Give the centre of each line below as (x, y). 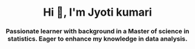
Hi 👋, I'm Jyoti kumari (97, 12)
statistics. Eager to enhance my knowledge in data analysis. (97, 39)
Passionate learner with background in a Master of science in (97, 31)
